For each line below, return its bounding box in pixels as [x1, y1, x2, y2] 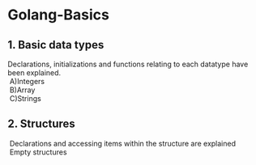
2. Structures [7, 117, 76, 131]
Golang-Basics [7, 6, 110, 24]
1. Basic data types [7, 38, 105, 52]
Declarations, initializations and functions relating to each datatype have [7, 59, 249, 69]
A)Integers [9, 77, 45, 86]
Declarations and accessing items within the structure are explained [9, 138, 237, 148]
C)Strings [9, 94, 41, 103]
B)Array [9, 85, 36, 95]
